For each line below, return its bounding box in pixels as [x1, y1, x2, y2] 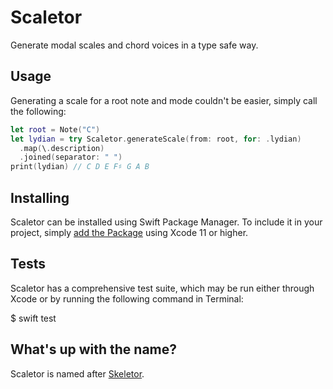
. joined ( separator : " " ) [19, 152, 123, 163]
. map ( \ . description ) [19, 143, 105, 153]
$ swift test [10, 312, 57, 324]
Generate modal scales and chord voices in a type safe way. [10, 39, 259, 51]
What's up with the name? [10, 341, 178, 358]
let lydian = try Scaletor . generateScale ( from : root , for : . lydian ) [10, 134, 302, 144]
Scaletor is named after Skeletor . [10, 367, 145, 380]
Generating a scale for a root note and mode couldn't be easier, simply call [10, 94, 318, 106]
